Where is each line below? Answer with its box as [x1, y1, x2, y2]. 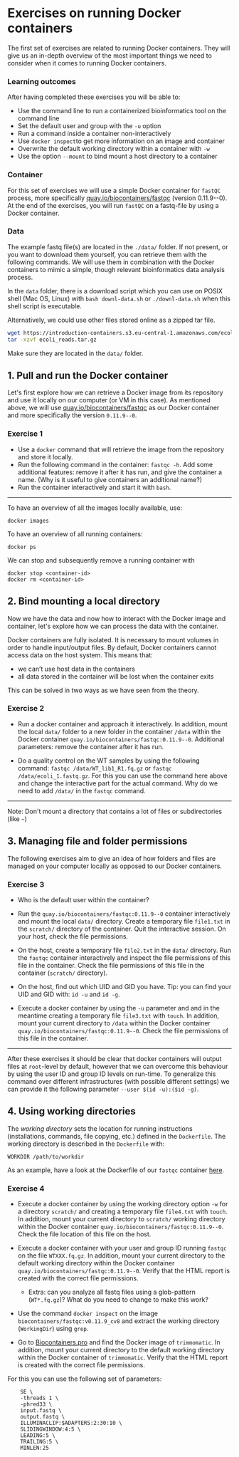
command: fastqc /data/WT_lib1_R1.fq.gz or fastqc [17, 763, 172, 772]
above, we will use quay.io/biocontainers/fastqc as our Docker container [7, 404, 220, 412]
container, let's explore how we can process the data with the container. [7, 622, 219, 630]
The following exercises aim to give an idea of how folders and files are [7, 854, 216, 862]
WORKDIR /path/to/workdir [7, 1153, 84, 1160]
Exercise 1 [7, 429, 43, 439]
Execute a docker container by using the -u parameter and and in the [17, 1003, 221, 1012]
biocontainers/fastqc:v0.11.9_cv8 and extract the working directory [17, 1317, 220, 1325]
